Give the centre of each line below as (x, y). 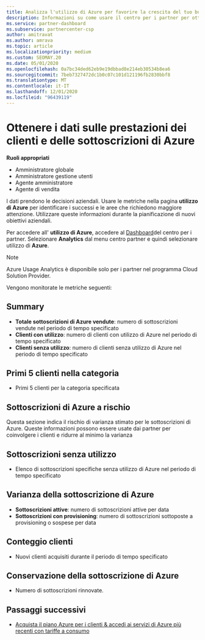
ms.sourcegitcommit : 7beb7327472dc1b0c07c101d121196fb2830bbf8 (88, 75)
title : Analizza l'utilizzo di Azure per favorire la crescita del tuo (99, 12)
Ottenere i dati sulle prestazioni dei (97, 128)
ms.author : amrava (30, 40)
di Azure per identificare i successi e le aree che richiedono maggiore (94, 207)
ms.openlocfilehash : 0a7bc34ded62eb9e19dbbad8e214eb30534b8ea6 (88, 69)
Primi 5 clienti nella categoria (63, 373)
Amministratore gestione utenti (54, 176)
